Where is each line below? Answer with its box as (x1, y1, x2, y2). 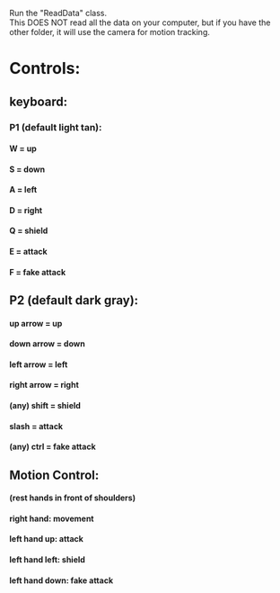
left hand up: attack (9, 534, 83, 544)
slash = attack (9, 420, 64, 431)
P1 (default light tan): (9, 121, 102, 133)
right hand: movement (9, 513, 94, 524)
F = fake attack (9, 266, 66, 277)
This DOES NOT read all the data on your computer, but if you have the (9, 17, 271, 28)
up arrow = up (9, 318, 63, 328)
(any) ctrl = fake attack (9, 441, 96, 453)
